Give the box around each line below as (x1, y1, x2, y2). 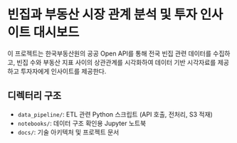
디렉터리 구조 (7, 90, 62, 102)
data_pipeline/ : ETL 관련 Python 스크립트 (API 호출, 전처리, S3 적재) (17, 110, 214, 118)
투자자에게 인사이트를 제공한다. (20, 67, 107, 75)
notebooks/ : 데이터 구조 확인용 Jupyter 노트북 (17, 119, 147, 127)
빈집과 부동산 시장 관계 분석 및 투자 (7, 6, 198, 23)
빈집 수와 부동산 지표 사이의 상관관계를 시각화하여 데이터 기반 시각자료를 (16, 58, 216, 66)
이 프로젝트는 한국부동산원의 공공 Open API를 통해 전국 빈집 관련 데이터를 (7, 49, 212, 58)
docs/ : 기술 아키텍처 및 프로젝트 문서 (17, 127, 120, 136)
